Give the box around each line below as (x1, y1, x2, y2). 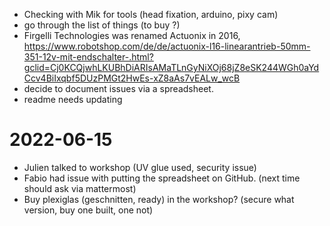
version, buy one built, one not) (23, 204, 154, 216)
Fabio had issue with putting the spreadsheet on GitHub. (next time (23, 172, 301, 184)
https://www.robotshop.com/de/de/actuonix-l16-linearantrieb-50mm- (23, 40, 311, 52)
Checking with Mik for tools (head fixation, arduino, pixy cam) (23, 9, 279, 20)
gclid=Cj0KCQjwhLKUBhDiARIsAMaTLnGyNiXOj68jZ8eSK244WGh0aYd (23, 62, 320, 73)
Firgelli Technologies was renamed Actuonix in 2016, (23, 30, 241, 41)
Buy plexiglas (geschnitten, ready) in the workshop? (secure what (23, 193, 295, 205)
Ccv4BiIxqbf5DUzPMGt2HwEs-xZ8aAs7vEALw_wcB (23, 72, 241, 84)
